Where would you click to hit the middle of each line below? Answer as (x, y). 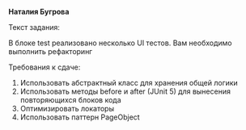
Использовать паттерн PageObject (80, 117)
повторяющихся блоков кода (70, 100)
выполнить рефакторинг (51, 51)
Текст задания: (34, 27)
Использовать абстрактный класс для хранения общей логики (129, 83)
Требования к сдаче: (45, 67)
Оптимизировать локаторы (67, 109)
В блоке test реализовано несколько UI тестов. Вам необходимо (120, 43)
